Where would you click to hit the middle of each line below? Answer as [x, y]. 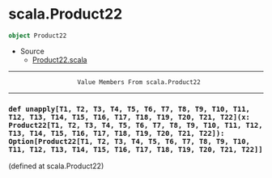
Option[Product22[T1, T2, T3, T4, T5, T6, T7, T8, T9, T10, [130, 141]
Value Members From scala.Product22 [139, 82]
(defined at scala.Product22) [56, 166]
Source [32, 51]
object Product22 [38, 36]
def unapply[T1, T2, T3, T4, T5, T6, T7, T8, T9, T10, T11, [130, 109]
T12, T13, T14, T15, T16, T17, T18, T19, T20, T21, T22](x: [130, 117]
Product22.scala [59, 59]
